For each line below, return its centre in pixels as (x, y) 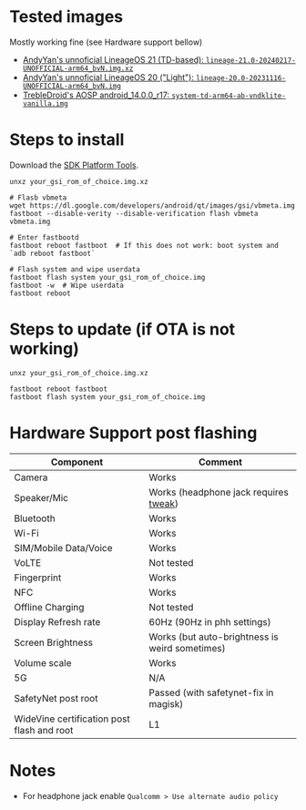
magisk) (166, 703)
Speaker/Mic (41, 497)
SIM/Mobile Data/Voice (63, 548)
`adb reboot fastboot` (52, 253)
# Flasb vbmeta (38, 198)
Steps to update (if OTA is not (122, 329)
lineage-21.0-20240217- (251, 60)
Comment (221, 462)
